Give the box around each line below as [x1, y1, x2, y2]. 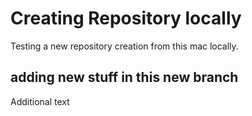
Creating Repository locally [10, 7, 242, 30]
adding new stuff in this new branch [10, 69, 239, 86]
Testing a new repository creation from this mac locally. [10, 40, 239, 52]
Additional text [10, 95, 70, 107]
